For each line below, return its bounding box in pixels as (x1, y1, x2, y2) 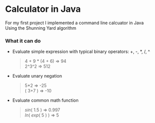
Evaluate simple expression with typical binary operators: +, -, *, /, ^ (12, 48, 150, 55)
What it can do (5, 37, 41, 44)
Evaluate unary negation (12, 73, 62, 79)
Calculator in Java (5, 3, 81, 15)
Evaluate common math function (12, 97, 79, 103)
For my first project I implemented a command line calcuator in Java (5, 20, 144, 26)
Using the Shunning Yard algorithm (5, 25, 77, 31)
